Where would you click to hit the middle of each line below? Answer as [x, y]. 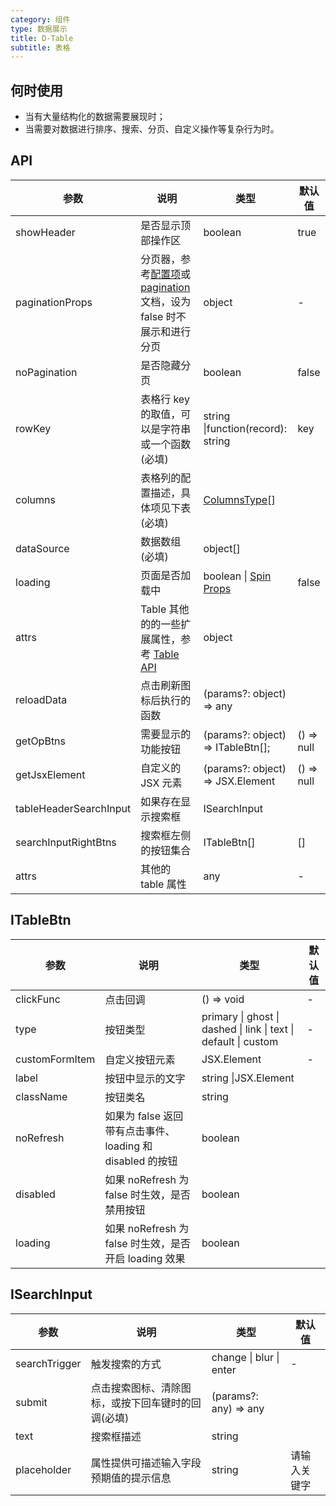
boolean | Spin [237, 576]
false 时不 [163, 316]
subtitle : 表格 [40, 47]
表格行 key [165, 399]
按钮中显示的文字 [145, 1078]
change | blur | [245, 1357]
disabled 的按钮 [141, 1161]
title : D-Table [42, 38]
